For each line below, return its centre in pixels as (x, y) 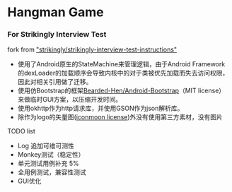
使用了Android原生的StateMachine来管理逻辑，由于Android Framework (121, 64)
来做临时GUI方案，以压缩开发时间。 (70, 100)
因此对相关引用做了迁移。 (55, 82)
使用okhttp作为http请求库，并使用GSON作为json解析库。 (100, 108)
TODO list (21, 131)
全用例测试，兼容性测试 (52, 172)
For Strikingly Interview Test (57, 35)
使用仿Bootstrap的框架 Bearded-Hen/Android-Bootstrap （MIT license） (121, 91)
